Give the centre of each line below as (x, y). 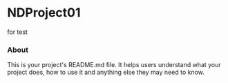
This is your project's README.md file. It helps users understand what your (114, 65)
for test (17, 32)
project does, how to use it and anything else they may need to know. (106, 72)
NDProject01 (44, 13)
